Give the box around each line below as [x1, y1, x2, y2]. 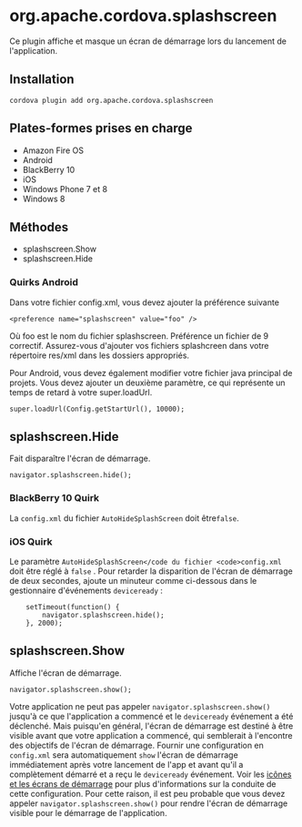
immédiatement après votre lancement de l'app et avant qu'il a [9, 759, 244, 770]
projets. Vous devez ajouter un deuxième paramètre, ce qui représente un [9, 377, 286, 388]
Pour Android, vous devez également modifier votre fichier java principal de [9, 367, 293, 378]
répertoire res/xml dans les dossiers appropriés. [9, 350, 189, 361]
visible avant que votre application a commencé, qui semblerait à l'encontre [9, 730, 293, 740]
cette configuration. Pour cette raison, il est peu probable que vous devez [9, 788, 286, 799]
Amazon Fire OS [22, 145, 85, 156]
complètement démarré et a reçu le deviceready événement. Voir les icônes [9, 769, 292, 780]
